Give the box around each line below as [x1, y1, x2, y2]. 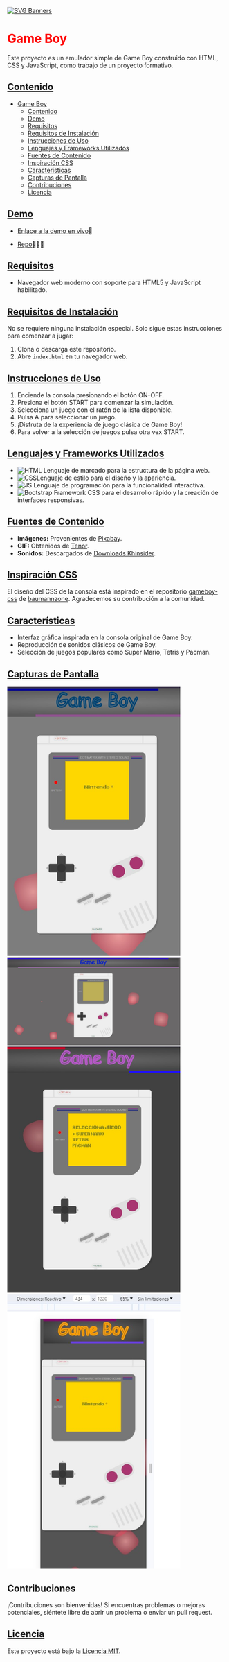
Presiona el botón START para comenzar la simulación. [17, 399, 174, 406]
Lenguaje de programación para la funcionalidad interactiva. [33, 481, 205, 489]
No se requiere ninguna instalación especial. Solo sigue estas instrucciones [7, 324, 223, 333]
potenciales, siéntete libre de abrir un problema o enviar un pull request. [7, 1609, 212, 1617]
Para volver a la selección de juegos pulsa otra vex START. [17, 428, 185, 436]
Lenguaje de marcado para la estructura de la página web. [43, 466, 210, 474]
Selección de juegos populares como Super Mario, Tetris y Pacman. [17, 648, 211, 657]
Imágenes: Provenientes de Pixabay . [17, 534, 122, 542]
